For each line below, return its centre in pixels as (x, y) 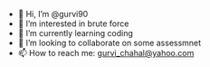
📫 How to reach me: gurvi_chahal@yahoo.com (106, 53)
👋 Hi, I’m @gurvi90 (53, 14)
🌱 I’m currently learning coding (76, 33)
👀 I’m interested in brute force (73, 24)
